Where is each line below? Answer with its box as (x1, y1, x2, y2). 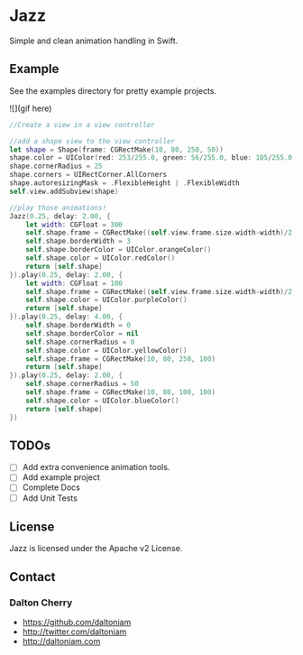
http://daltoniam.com (22, 636, 101, 647)
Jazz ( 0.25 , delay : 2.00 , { (9, 211, 111, 221)
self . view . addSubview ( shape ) (9, 187, 119, 196)
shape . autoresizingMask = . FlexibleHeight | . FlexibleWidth (9, 179, 241, 188)
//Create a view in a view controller (9, 120, 155, 129)
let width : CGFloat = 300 (25, 220, 124, 229)
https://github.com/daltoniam (22, 617, 132, 628)
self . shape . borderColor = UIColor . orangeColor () (25, 245, 212, 254)
